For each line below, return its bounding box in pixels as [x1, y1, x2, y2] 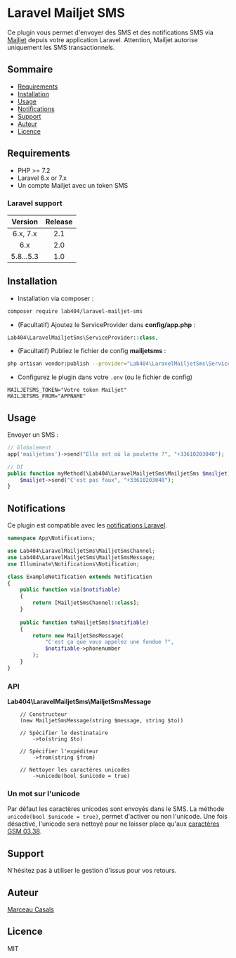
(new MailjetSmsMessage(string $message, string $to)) [20, 717, 184, 724]
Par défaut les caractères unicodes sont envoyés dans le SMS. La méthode [7, 805, 225, 813]
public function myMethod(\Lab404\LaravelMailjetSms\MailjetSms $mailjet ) [7, 470, 231, 477]
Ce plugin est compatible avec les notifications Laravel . [7, 521, 167, 530]
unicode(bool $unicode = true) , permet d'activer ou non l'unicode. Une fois [7, 812, 228, 821]
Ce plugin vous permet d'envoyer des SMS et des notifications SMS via [7, 28, 214, 37]
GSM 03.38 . [7, 827, 42, 836]
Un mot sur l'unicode [7, 789, 81, 799]
